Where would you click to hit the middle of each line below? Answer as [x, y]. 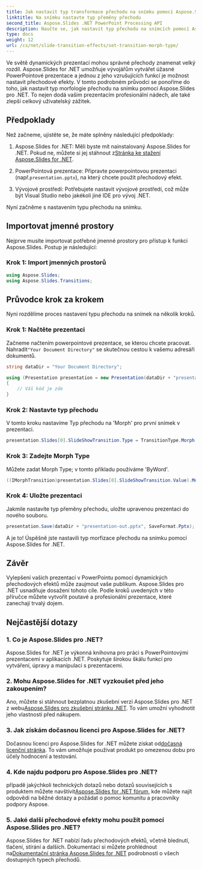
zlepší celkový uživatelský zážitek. [49, 101]
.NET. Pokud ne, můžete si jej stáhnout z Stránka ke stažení [88, 153]
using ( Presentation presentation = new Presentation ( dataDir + [88, 378]
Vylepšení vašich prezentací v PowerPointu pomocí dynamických [87, 578]
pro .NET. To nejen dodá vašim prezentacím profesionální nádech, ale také [98, 95]
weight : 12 [20, 40]
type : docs [20, 34]
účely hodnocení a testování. [42, 756]
